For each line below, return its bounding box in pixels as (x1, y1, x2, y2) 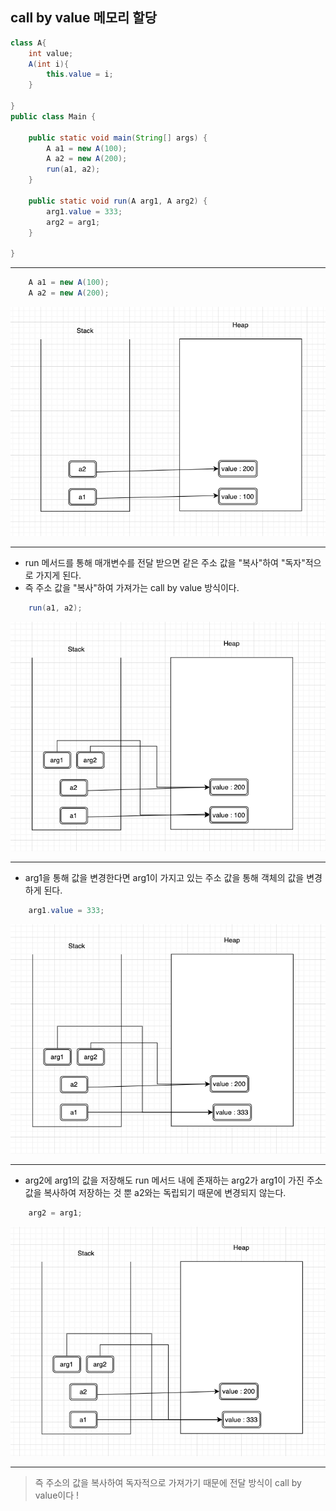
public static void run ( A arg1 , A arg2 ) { (28, 196, 208, 206)
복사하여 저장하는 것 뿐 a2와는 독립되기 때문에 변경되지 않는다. (43, 1186, 287, 1198)
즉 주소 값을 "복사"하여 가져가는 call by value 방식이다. (24, 581, 240, 593)
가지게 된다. (35, 569, 82, 581)
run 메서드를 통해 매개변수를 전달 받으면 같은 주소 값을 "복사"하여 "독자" (24, 556, 306, 568)
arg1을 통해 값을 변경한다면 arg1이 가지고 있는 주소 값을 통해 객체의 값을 (24, 871, 305, 883)
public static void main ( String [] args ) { (28, 133, 208, 143)
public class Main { (10, 111, 97, 122)
